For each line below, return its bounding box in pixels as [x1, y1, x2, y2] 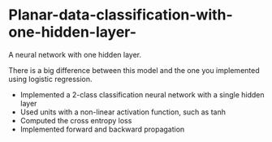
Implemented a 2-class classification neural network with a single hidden [19, 89, 265, 99]
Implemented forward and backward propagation [19, 124, 185, 134]
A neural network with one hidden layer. [8, 49, 142, 59]
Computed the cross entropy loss [19, 115, 132, 125]
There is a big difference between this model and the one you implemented [8, 65, 260, 75]
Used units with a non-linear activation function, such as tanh [19, 107, 226, 117]
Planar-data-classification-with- [8, 6, 233, 24]
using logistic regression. [8, 74, 93, 84]
